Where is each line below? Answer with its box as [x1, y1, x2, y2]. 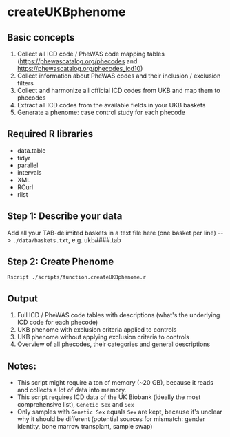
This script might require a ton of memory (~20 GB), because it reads [17, 379, 213, 387]
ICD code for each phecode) [17, 318, 98, 327]
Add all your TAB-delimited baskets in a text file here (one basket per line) [7, 228, 217, 237]
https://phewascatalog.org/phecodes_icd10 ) [17, 65, 143, 72]
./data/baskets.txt [12, 237, 69, 244]
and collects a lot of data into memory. [17, 386, 127, 394]
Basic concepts [7, 32, 75, 43]
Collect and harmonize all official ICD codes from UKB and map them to [17, 87, 220, 94]
